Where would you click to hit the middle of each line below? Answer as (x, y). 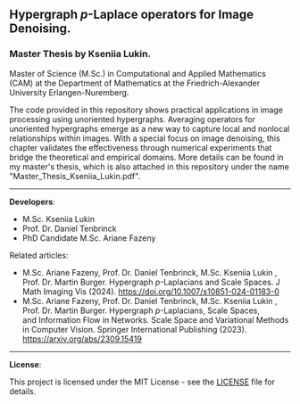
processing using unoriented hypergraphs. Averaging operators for (133, 119)
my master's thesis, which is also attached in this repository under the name (150, 166)
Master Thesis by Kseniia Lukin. (80, 54)
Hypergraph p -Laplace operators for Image (132, 15)
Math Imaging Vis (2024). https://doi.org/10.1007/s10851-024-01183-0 (150, 291)
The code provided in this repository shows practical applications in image (146, 110)
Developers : (32, 202)
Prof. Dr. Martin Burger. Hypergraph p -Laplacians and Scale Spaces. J (151, 282)
